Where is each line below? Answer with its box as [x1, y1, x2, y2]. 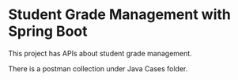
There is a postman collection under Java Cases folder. [8, 63, 188, 73]
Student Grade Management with [8, 6, 232, 24]
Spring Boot [8, 22, 88, 40]
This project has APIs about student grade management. [8, 48, 192, 58]
